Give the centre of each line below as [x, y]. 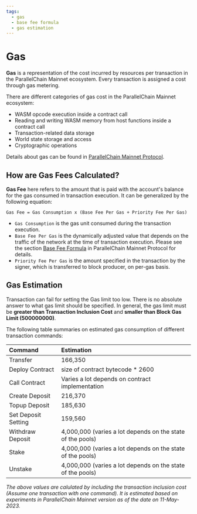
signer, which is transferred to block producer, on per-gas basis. [92, 267]
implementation [83, 386]
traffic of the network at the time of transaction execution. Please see [98, 242]
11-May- [170, 499]
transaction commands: [35, 335]
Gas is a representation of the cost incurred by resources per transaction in [97, 73]
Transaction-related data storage [55, 133]
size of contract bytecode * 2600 [108, 369]
